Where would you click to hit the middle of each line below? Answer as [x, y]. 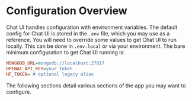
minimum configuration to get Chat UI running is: [65, 52]
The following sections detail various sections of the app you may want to [96, 85]
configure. [19, 92]
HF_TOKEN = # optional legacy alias [50, 74]
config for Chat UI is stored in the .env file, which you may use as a [88, 33]
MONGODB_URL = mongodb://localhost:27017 [55, 63]
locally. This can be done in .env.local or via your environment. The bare [96, 46]
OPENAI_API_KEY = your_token [39, 69]
